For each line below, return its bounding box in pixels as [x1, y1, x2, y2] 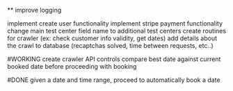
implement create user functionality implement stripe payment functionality [7, 19, 223, 27]
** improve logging [7, 6, 62, 14]
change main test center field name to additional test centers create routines [7, 27, 227, 35]
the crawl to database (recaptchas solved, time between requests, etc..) [7, 42, 214, 49]
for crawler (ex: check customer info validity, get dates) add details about [7, 34, 218, 42]
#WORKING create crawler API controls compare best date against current [7, 55, 221, 63]
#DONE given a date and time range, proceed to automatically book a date [7, 76, 220, 84]
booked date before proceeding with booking [7, 63, 137, 70]
